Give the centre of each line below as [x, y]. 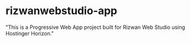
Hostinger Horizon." [30, 33]
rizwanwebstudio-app [61, 11]
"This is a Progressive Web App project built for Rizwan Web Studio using [95, 27]
